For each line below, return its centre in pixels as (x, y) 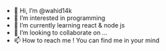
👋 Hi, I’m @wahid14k (43, 11)
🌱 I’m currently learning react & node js (69, 25)
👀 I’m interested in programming (59, 18)
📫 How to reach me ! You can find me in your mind (86, 40)
